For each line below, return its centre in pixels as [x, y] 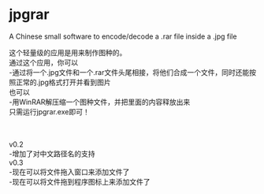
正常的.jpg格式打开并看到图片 [63, 82]
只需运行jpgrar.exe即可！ [49, 111]
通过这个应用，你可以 [43, 62]
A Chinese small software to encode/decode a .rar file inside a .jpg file [123, 36]
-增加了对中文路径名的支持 [52, 153]
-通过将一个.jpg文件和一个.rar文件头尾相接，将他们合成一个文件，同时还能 [129, 72]
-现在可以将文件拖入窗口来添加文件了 [69, 172]
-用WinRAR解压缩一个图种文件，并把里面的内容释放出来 [100, 102]
